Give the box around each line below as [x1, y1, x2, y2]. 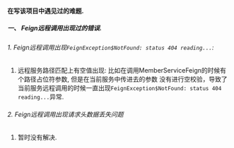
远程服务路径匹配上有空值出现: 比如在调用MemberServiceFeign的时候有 [17, 66, 227, 75]
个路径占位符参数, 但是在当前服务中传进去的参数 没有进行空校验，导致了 [17, 75, 228, 84]
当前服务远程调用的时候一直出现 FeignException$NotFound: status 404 [17, 84, 222, 92]
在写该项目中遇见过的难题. [7, 6, 84, 15]
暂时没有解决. [17, 133, 57, 142]
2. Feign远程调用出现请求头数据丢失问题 [7, 110, 124, 118]
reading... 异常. [17, 92, 64, 101]
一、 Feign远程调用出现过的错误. [7, 24, 103, 32]
